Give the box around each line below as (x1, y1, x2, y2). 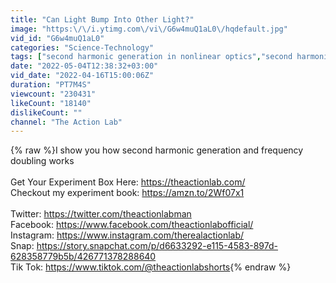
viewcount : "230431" (10, 89, 97, 99)
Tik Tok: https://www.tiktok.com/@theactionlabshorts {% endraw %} (10, 261, 292, 273)
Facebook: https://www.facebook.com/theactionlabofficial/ (10, 219, 254, 231)
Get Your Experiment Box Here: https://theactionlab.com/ (10, 176, 246, 188)
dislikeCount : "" (10, 107, 83, 118)
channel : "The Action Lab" (10, 117, 123, 127)
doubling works (10, 155, 75, 167)
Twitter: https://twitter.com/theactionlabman (10, 208, 192, 220)
